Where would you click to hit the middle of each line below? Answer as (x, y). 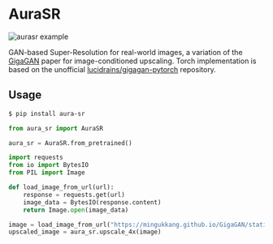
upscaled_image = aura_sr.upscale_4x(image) (85, 232)
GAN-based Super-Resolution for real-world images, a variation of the (126, 52)
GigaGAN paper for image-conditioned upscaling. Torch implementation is (132, 61)
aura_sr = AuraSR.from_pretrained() (70, 143)
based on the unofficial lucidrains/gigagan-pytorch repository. (113, 69)
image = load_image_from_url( (60, 225)
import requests (36, 158)
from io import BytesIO (49, 165)
